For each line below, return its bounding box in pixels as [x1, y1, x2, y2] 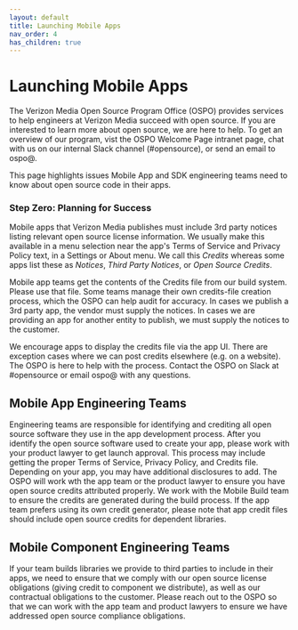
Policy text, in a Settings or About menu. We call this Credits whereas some [9, 250, 285, 261]
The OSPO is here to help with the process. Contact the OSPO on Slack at [9, 360, 279, 371]
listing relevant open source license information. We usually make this [9, 231, 265, 242]
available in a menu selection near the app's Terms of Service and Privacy [9, 241, 281, 252]
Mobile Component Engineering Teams [9, 539, 230, 554]
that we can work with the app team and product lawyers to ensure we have [9, 602, 287, 612]
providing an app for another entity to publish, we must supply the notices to [9, 315, 290, 326]
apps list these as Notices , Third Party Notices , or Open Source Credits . [9, 260, 273, 271]
